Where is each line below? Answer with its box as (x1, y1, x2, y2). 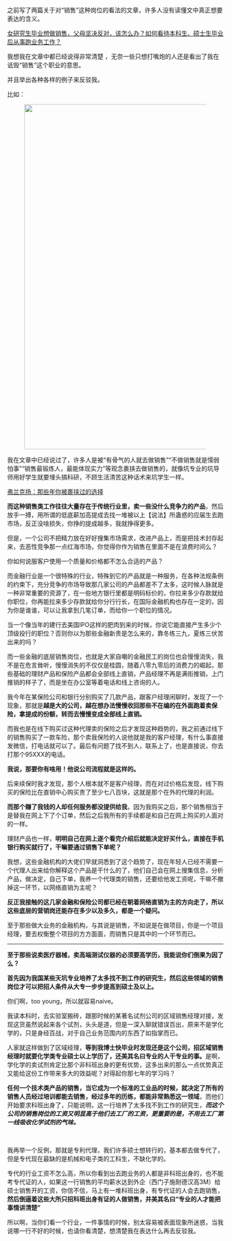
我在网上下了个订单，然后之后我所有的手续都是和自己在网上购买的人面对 (19, 811, 224, 819)
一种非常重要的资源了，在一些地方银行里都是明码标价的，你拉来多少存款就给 (7, 589, 224, 597)
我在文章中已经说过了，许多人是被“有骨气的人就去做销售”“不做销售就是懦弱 (7, 456, 220, 464)
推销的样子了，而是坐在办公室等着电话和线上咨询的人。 (7, 679, 163, 686)
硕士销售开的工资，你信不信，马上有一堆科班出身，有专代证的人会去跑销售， (7, 1187, 224, 1194)
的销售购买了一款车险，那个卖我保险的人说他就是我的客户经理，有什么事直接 (7, 733, 224, 741)
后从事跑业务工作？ (7, 38, 62, 46)
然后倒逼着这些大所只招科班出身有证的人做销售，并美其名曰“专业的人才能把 (7, 1195, 221, 1203)
